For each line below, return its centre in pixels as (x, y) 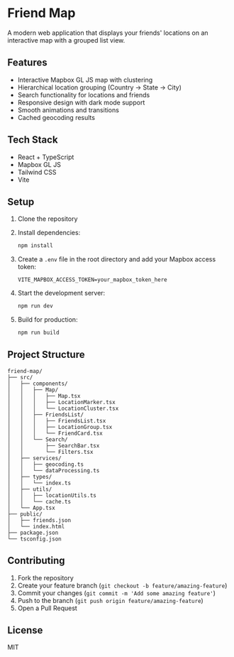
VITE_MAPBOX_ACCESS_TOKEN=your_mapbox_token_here (93, 280)
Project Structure (46, 355)
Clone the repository (48, 219)
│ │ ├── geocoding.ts (45, 464)
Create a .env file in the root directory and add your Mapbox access (117, 259)
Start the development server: (61, 293)
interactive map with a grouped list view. (66, 40)
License (25, 630)
